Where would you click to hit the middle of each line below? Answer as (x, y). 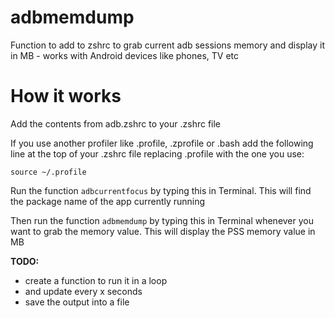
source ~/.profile (48, 172)
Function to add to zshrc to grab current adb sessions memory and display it (167, 45)
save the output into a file (77, 302)
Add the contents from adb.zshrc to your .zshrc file (116, 123)
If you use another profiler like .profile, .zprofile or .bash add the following (162, 143)
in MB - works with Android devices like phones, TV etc (125, 55)
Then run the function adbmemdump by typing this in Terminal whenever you (162, 220)
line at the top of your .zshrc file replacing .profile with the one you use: (157, 153)
